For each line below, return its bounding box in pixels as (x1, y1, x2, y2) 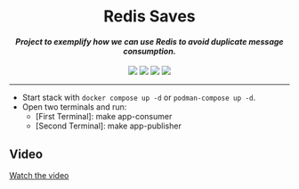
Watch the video (9, 170, 69, 181)
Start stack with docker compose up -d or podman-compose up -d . (21, 92, 256, 103)
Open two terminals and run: (21, 102, 127, 112)
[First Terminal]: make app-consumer (35, 111, 173, 122)
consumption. (123, 45, 176, 56)
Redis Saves (103, 6, 196, 27)
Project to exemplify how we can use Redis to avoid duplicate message (15, 36, 284, 46)
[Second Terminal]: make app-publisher (35, 120, 182, 131)
